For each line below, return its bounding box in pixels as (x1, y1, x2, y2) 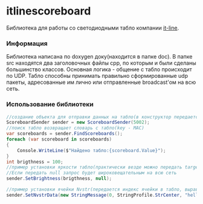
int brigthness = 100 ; (6, 159, 63, 165)
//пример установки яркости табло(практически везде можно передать (6, 164, 182, 170)
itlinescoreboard (6, 4, 91, 18)
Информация (6, 39, 48, 48)
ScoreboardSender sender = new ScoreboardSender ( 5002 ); (6, 120, 150, 126)
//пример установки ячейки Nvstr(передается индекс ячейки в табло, (6, 186, 182, 193)
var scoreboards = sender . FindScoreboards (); (6, 131, 123, 137)
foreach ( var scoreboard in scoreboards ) (6, 136, 112, 142)
